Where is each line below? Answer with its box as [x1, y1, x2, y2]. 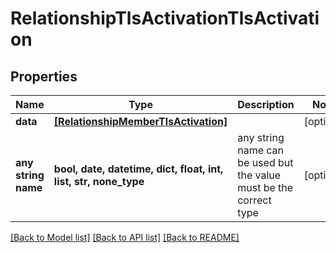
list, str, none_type [53, 175, 145, 188]
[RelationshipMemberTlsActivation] [53, 115, 228, 128]
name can [237, 143, 285, 157]
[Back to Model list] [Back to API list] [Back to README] [10, 232, 240, 243]
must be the [237, 181, 294, 194]
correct [237, 193, 272, 207]
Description [237, 98, 295, 111]
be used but [237, 156, 294, 169]
